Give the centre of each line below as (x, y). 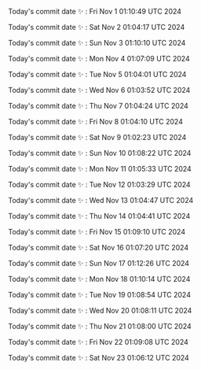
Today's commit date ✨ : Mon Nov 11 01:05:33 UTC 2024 (100, 169)
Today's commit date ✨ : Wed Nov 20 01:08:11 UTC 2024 (100, 311)
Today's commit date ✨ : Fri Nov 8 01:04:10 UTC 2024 (95, 122)
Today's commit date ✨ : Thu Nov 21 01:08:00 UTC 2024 (100, 326)
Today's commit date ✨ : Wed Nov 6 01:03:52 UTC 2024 (99, 90)
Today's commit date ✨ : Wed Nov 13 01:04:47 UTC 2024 (101, 200)
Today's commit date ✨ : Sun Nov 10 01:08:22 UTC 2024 (100, 153)
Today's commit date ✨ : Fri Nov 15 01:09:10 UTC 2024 (97, 232)
